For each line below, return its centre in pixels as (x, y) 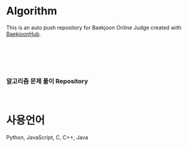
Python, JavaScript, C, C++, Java (47, 137)
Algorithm (32, 11)
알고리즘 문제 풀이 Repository (47, 81)
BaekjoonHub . (24, 33)
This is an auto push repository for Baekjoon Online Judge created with (94, 27)
